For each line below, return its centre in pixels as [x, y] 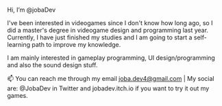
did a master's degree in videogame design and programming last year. [108, 30]
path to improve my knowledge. [76, 45]
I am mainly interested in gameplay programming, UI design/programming [111, 58]
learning [19, 45]
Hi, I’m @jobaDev [32, 10]
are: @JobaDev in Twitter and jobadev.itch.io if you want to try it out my [108, 88]
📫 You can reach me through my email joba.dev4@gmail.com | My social [111, 78]
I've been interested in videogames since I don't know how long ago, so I [110, 23]
